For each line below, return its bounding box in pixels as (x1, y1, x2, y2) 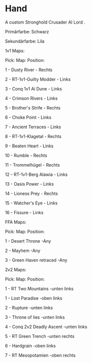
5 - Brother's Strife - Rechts (5, 105, 61, 111)
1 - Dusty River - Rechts (5, 67, 53, 73)
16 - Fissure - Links (5, 209, 44, 215)
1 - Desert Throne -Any (5, 238, 51, 244)
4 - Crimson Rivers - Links (5, 95, 58, 101)
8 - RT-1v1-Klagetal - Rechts (5, 133, 62, 139)
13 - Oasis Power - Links (5, 181, 54, 187)
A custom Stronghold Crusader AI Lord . (5, 19, 85, 25)
